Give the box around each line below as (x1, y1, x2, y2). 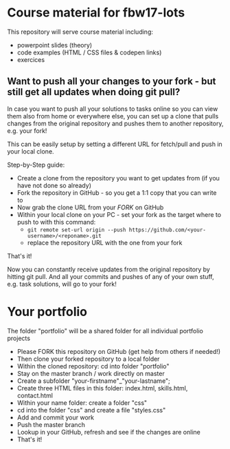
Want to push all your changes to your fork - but (7, 76, 216, 87)
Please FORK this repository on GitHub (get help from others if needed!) (16, 347, 221, 355)
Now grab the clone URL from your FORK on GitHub (16, 203, 164, 211)
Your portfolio (7, 304, 88, 320)
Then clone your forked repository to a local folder (16, 355, 160, 363)
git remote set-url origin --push (27, 226, 126, 233)
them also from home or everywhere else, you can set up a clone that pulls (7, 112, 219, 120)
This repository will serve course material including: (7, 28, 153, 36)
